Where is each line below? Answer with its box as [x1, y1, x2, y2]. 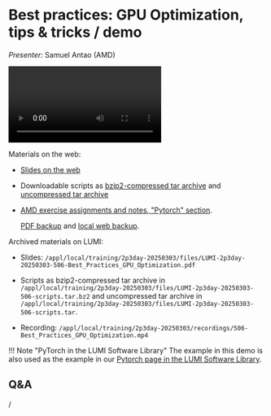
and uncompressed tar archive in [91, 291, 203, 300]
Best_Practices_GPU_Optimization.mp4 [20, 331, 149, 339]
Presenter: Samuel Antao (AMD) [8, 50, 116, 59]
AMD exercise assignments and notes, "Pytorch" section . [20, 205, 213, 215]
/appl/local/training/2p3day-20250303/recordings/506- [59, 324, 249, 332]
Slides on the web [20, 164, 81, 174]
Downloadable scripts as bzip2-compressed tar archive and [20, 181, 221, 190]
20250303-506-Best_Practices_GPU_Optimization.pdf [20, 261, 196, 269]
